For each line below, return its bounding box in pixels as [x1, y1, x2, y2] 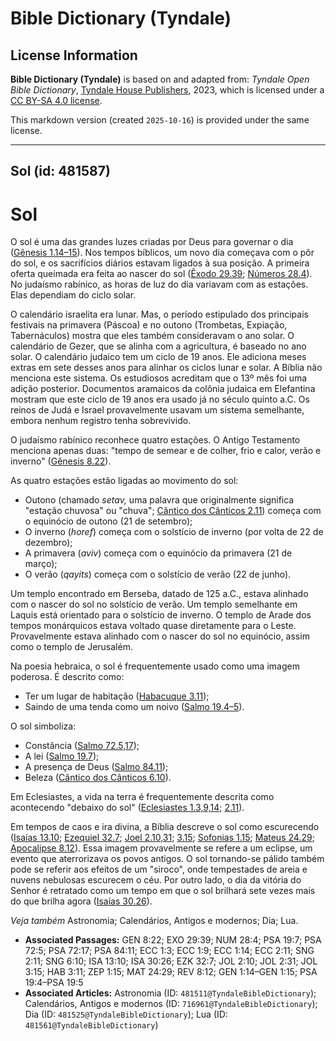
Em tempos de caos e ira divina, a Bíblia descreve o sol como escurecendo [10, 821, 320, 833]
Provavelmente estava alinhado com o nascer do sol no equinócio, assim [10, 630, 310, 642]
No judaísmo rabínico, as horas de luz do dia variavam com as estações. [10, 278, 309, 291]
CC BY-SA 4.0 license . [10, 95, 103, 106]
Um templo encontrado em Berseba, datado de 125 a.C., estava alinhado [10, 588, 309, 600]
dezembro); [24, 537, 73, 549]
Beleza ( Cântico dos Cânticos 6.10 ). [24, 772, 172, 784]
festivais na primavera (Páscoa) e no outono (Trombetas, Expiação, [10, 319, 288, 331]
